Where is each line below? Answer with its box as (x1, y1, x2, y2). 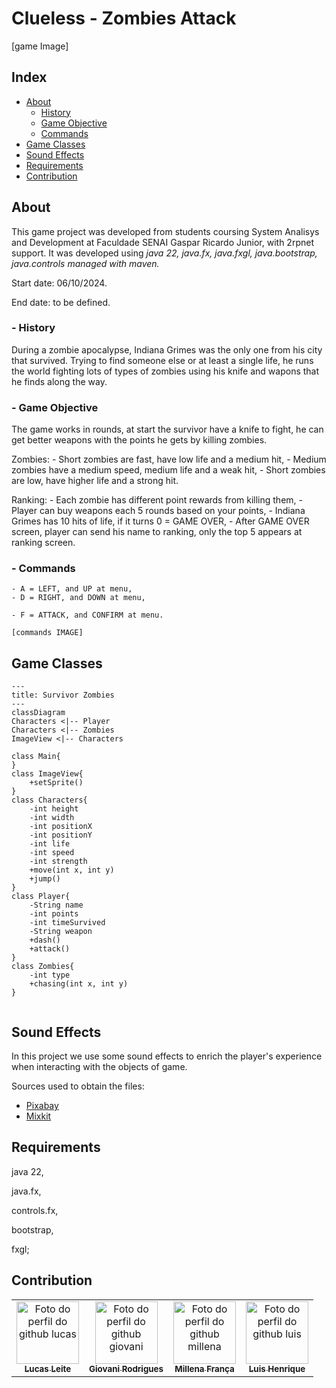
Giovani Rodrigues (89, 1363, 164, 1374)
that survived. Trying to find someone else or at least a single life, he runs (11, 354, 314, 366)
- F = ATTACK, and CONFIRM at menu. (11, 610, 164, 621)
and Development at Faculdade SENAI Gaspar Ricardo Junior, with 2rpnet (11, 236, 314, 248)
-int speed (29, 848, 75, 858)
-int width (29, 813, 75, 823)
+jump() (29, 874, 61, 884)
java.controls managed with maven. (11, 257, 160, 269)
